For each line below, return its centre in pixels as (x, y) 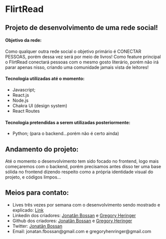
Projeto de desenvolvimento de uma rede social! (82, 28)
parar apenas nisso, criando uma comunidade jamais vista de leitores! (77, 67)
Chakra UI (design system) (40, 105)
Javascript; (24, 90)
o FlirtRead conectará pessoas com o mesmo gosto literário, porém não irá (82, 62)
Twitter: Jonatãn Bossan (37, 226)
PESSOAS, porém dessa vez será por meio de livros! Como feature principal (83, 56)
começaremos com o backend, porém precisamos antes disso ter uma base (83, 166)
